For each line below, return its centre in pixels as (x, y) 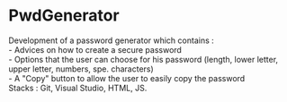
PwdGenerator (64, 16)
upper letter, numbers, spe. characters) (81, 69)
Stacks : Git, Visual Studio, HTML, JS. (78, 88)
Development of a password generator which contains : (112, 40)
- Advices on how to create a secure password (95, 49)
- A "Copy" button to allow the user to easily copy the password (127, 78)
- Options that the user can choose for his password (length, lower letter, (143, 59)
